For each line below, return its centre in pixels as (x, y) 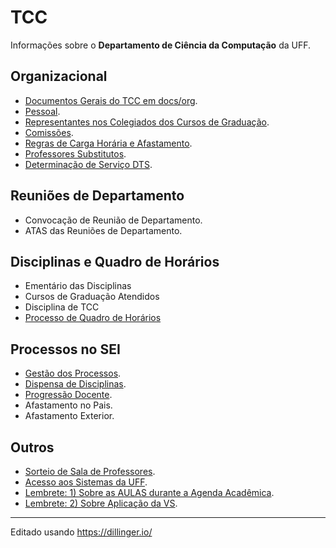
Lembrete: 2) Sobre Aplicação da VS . (101, 503)
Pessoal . (42, 111)
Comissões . (49, 132)
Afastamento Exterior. (69, 416)
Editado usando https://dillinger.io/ (81, 532)
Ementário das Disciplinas (78, 286)
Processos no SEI (65, 349)
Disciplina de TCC (62, 307)
